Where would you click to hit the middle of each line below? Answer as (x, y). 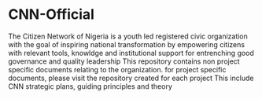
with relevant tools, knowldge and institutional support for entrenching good (131, 53)
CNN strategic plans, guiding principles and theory (90, 86)
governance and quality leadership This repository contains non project (124, 61)
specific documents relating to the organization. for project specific (117, 69)
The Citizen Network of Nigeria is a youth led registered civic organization (128, 36)
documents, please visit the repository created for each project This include (131, 78)
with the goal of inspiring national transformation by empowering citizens (127, 44)
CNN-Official (51, 15)
